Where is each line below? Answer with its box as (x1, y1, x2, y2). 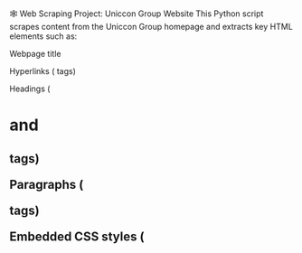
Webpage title (9, 49, 61, 59)
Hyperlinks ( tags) (9, 66, 77, 76)
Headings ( (9, 83, 51, 94)
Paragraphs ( (9, 176, 84, 192)
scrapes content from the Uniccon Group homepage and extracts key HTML (9, 22, 294, 32)
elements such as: (9, 31, 78, 42)
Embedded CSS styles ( (9, 229, 145, 244)
